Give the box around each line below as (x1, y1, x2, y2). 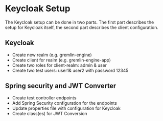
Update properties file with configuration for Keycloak (12, 105, 121, 111)
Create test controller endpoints (12, 94, 77, 101)
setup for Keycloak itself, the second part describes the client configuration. (5, 24, 159, 30)
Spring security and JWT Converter (5, 82, 116, 90)
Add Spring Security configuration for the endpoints (12, 100, 117, 106)
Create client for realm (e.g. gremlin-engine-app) (12, 57, 111, 63)
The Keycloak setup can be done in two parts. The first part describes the (5, 19, 154, 25)
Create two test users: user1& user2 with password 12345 (12, 67, 129, 73)
